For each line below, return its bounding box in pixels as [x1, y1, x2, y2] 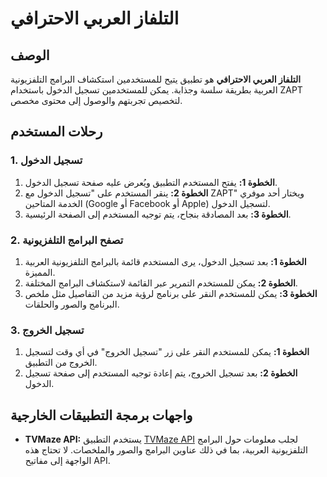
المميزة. [24, 266, 56, 278]
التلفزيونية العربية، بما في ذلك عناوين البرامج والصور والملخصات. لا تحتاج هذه [24, 444, 308, 456]
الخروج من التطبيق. [24, 357, 98, 369]
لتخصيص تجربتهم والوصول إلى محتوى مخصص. [10, 95, 183, 106]
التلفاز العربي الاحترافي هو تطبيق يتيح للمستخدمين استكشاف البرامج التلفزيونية [10, 73, 302, 85]
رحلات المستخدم [10, 123, 103, 141]
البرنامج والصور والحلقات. [24, 298, 120, 310]
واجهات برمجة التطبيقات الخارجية [10, 407, 193, 424]
